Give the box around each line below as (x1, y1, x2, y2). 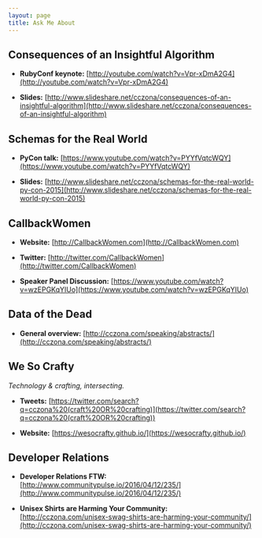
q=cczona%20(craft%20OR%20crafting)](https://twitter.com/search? (19, 404, 246, 414)
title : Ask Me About (8, 19, 76, 27)
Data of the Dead (8, 308, 93, 321)
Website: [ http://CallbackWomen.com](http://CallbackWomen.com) (19, 237, 240, 247)
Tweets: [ (19, 396, 52, 405)
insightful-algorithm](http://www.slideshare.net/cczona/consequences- (19, 101, 252, 110)
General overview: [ (19, 328, 87, 338)
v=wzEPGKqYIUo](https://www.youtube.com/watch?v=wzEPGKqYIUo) (19, 285, 249, 294)
